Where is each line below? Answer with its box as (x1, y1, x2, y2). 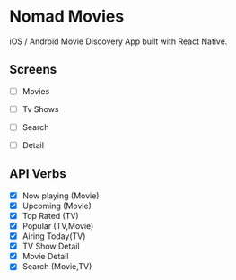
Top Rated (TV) (22, 210, 79, 221)
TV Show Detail (22, 241, 80, 252)
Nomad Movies (9, 6, 125, 27)
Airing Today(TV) (22, 231, 86, 241)
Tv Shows (22, 103, 59, 114)
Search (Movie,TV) (22, 261, 92, 272)
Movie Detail (22, 251, 69, 262)
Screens (9, 62, 57, 77)
